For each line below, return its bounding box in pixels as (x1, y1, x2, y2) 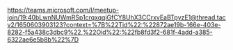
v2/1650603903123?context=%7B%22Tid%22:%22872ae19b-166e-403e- (7, 21, 221, 28)
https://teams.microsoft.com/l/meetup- (7, 6, 120, 14)
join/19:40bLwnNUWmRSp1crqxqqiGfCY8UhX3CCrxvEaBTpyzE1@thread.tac (7, 13, 226, 22)
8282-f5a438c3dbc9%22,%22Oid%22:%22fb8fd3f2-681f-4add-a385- (7, 28, 214, 36)
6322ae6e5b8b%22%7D (7, 35, 79, 44)
